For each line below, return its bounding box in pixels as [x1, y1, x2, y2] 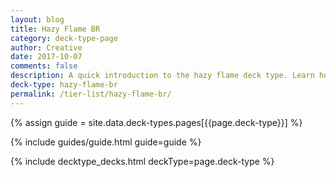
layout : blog [10, 14, 65, 25]
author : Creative [10, 42, 83, 53]
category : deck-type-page [10, 33, 118, 43]
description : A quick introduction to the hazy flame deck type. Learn [10, 71, 315, 81]
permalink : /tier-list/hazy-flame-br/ [10, 89, 172, 99]
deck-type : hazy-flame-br [10, 80, 118, 90]
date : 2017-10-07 [10, 52, 83, 62]
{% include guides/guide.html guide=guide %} [10, 136, 202, 148]
